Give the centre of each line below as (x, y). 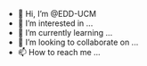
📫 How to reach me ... (59, 52)
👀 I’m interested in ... (55, 23)
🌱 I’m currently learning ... (65, 33)
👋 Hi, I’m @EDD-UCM (57, 14)
